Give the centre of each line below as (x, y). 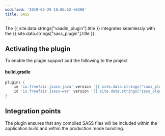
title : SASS (17, 14)
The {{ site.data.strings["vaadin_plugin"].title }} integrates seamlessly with (80, 28)
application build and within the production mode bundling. (65, 128)
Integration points (33, 111)
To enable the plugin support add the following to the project (66, 61)
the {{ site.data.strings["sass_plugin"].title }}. (50, 33)
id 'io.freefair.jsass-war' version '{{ (56, 91)
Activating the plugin (38, 49)
